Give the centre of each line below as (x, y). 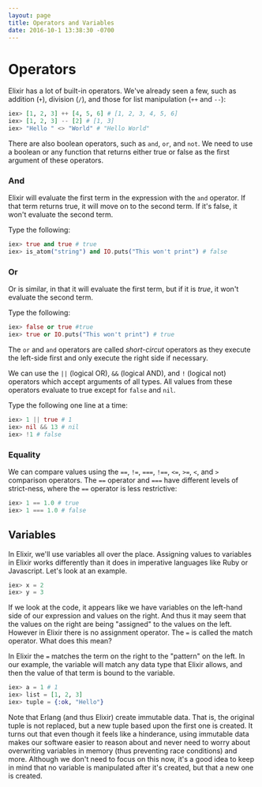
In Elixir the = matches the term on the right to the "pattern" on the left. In (127, 656)
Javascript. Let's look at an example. (68, 571)
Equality (24, 454)
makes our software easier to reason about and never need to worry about (129, 742)
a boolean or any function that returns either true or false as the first (119, 151)
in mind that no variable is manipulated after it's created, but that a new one (131, 767)
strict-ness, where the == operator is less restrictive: (93, 488)
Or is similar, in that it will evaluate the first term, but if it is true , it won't (124, 289)
